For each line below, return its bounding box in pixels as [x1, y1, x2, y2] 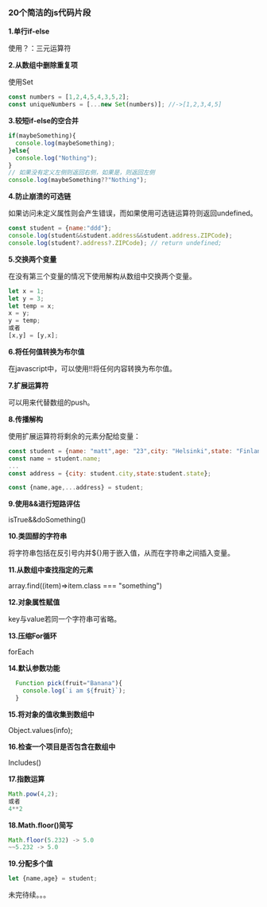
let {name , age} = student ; [8, 874, 98, 883]
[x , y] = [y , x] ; [8, 331, 59, 339]
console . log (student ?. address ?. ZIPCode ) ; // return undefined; [8, 238, 222, 247]
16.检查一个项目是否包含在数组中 [8, 742, 116, 751]
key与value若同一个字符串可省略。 [8, 614, 122, 624]
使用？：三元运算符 [8, 44, 72, 53]
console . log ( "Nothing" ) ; [15, 153, 98, 162]
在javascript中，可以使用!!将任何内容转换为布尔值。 [8, 363, 177, 373]
